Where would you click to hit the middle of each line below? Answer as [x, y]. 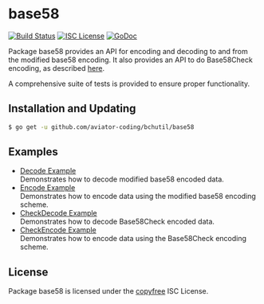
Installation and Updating [72, 109]
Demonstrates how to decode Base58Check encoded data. [117, 222]
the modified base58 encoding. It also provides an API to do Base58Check [130, 60]
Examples [33, 152]
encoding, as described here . [57, 68]
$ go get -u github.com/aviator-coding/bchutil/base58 [101, 127]
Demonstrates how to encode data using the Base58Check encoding [133, 239]
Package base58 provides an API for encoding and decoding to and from [128, 51]
